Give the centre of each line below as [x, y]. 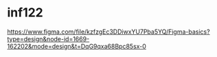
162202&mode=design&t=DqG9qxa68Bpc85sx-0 [77, 46]
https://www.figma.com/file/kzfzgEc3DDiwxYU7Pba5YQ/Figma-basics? [109, 32]
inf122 [25, 13]
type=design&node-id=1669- [48, 38]
